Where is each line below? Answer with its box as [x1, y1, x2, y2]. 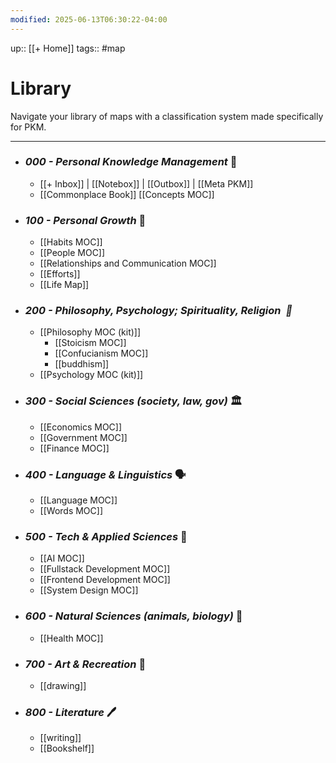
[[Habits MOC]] [39, 236, 103, 248]
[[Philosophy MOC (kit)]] [39, 326, 142, 338]
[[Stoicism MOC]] [54, 337, 127, 349]
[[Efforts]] [39, 268, 81, 280]
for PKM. [10, 121, 47, 133]
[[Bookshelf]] [39, 742, 95, 755]
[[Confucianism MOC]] [54, 347, 149, 360]
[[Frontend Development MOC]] [39, 574, 171, 586]
